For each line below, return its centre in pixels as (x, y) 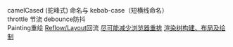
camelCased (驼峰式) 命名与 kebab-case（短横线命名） (88, 10)
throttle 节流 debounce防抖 (46, 19)
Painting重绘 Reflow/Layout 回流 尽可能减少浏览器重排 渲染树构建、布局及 (113, 28)
